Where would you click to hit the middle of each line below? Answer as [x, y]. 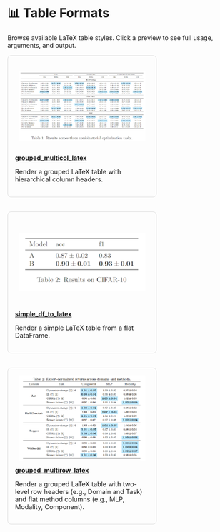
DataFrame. [33, 336]
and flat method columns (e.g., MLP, [70, 499]
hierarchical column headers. [59, 179]
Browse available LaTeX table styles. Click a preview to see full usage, [110, 37]
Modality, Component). [50, 506]
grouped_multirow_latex [52, 470]
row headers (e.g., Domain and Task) [87, 491]
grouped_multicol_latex [51, 158]
